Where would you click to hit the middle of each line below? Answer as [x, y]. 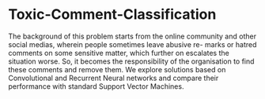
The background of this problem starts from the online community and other [132, 36]
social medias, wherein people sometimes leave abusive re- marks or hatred [132, 44]
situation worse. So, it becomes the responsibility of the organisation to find [131, 61]
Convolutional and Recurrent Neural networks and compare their [114, 78]
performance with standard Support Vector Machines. [96, 86]
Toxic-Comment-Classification [112, 15]
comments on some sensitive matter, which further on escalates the [119, 53]
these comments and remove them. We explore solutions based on [117, 69]
